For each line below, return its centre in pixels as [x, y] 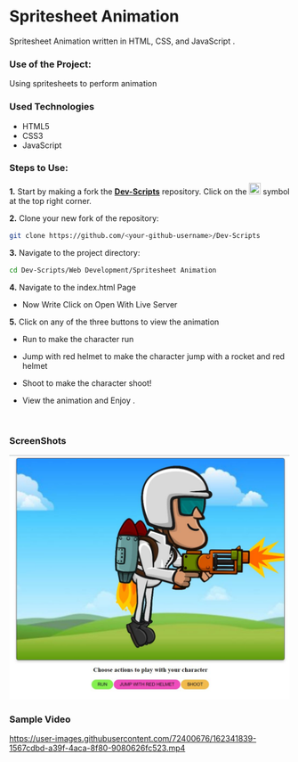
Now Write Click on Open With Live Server [100, 304]
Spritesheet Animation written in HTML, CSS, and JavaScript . [122, 41]
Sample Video [40, 719]
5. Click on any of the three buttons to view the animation [114, 322]
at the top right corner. [50, 201]
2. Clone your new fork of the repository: [84, 218]
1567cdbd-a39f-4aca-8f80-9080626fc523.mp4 [97, 748]
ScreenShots [38, 440]
